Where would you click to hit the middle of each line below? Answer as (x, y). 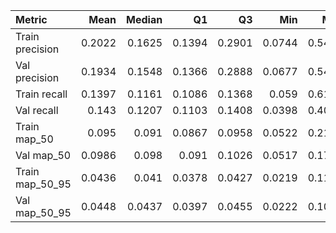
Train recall (41, 94)
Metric (31, 19)
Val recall (37, 110)
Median (144, 19)
